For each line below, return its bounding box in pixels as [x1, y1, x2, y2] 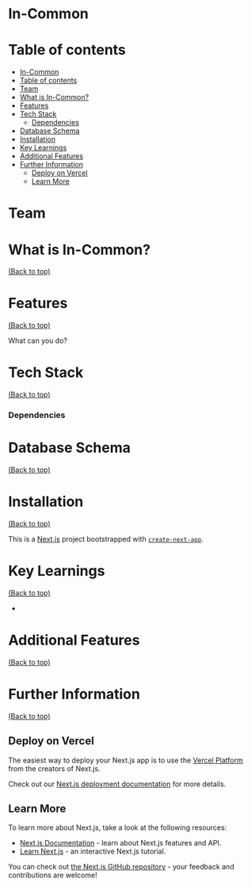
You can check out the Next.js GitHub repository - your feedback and [8, 862, 235, 872]
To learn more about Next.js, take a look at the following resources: [8, 823, 227, 832]
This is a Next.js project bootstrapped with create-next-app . [8, 534, 204, 543]
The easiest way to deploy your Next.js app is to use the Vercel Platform [8, 755, 244, 765]
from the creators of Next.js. [8, 763, 101, 773]
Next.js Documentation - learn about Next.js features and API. [19, 838, 222, 848]
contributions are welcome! [8, 870, 97, 880]
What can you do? [8, 336, 67, 345]
